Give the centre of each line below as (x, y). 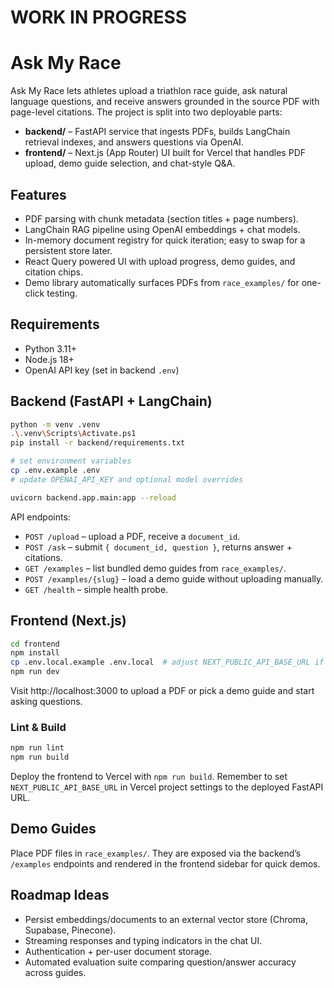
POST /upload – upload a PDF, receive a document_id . (132, 536)
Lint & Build (38, 727)
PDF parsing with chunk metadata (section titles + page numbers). (161, 218)
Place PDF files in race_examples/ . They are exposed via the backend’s (156, 853)
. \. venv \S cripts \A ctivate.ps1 (73, 434)
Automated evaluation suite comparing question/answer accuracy (160, 962)
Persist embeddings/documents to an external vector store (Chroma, (166, 919)
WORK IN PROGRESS (99, 17)
